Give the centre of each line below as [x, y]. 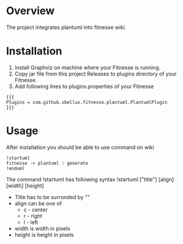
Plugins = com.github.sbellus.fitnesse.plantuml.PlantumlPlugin [87, 102]
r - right [33, 216]
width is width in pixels [43, 228]
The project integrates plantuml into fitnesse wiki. [66, 27]
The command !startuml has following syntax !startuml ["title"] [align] [90, 179]
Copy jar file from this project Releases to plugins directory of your [96, 74]
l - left [31, 222]
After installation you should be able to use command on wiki [80, 147]
